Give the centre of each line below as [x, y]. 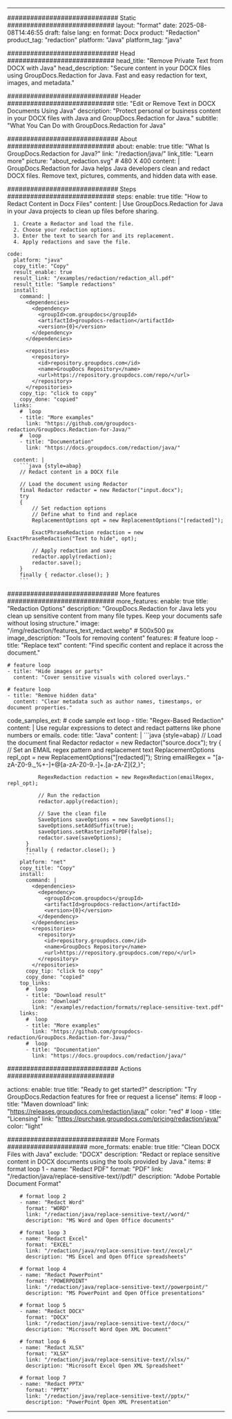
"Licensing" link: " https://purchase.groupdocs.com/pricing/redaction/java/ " [114, 1119]
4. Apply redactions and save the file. [72, 242]
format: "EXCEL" [49, 1245]
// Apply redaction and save [74, 551]
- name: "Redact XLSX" [52, 1348]
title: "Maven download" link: [48, 1104]
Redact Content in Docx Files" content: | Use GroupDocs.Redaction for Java [115, 204]
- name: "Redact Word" [52, 1202]
